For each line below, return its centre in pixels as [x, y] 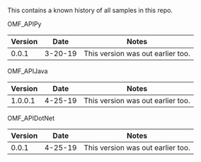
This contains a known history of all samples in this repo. [90, 10]
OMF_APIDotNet [31, 118]
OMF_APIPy [24, 24]
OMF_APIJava [28, 71]
